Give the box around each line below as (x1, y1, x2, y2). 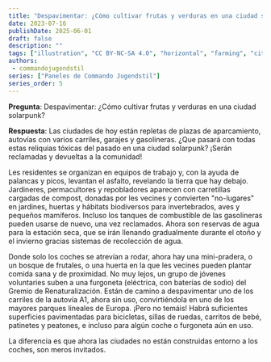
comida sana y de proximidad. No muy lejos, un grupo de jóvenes (8, 268, 226, 279)
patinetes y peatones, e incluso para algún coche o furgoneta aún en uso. (8, 320, 254, 330)
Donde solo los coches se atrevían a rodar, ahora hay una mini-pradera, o (8, 251, 252, 261)
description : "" (8, 42, 63, 50)
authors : (8, 57, 38, 65)
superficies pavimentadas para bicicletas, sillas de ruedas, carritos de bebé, (8, 312, 262, 322)
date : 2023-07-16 (8, 19, 67, 27)
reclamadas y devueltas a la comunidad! (8, 151, 143, 162)
